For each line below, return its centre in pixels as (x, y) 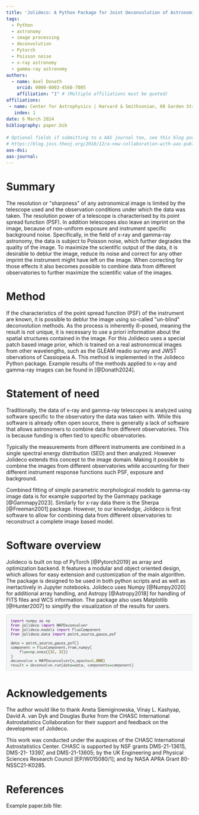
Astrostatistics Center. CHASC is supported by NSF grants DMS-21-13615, (96, 746)
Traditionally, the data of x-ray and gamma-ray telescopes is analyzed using (99, 410)
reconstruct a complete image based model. (60, 521)
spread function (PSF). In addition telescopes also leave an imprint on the (96, 222)
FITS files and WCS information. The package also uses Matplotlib (87, 600)
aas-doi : (17, 150)
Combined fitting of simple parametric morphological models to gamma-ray (98, 490)
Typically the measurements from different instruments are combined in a (96, 447)
